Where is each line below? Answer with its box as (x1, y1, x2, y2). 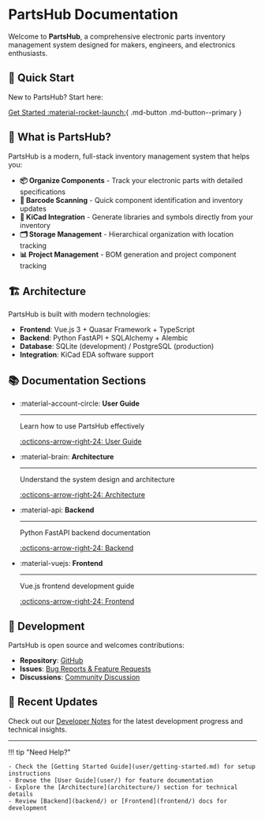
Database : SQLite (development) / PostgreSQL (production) (19, 342, 215, 351)
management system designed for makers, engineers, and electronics (8, 39, 236, 49)
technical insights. (8, 725, 68, 734)
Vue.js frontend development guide (19, 582, 135, 591)
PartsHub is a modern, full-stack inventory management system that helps (8, 152, 250, 161)
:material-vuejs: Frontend (19, 559, 103, 568)
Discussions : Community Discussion (19, 672, 140, 682)
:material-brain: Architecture (19, 452, 114, 462)
